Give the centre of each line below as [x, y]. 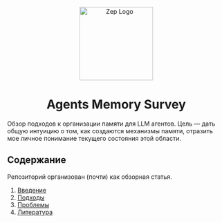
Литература [35, 212]
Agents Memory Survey [116, 105]
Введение [32, 190]
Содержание [37, 160]
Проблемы [33, 204]
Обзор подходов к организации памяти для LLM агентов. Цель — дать [111, 124]
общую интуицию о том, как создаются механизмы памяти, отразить [110, 130]
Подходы [31, 197]
